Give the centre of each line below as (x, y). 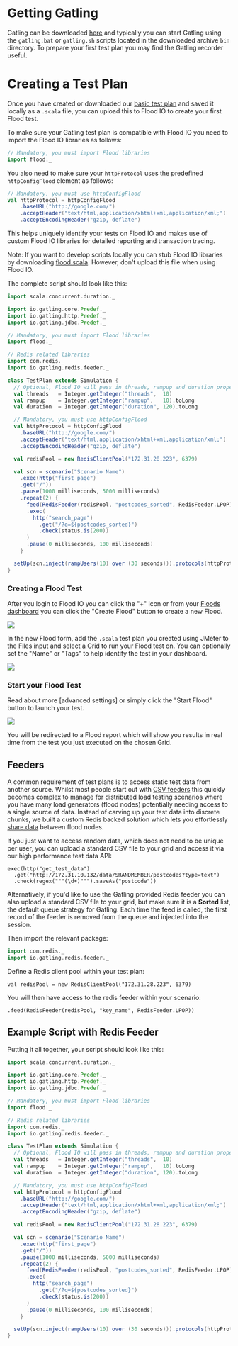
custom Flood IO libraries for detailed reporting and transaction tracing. (111, 241)
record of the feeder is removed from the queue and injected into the (108, 917)
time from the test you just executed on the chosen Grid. (90, 743)
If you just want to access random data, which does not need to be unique (116, 841)
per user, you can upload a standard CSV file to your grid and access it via (116, 848)
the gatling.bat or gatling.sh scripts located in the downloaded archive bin (119, 40)
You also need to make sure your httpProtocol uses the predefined (105, 173)
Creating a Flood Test (45, 588)
